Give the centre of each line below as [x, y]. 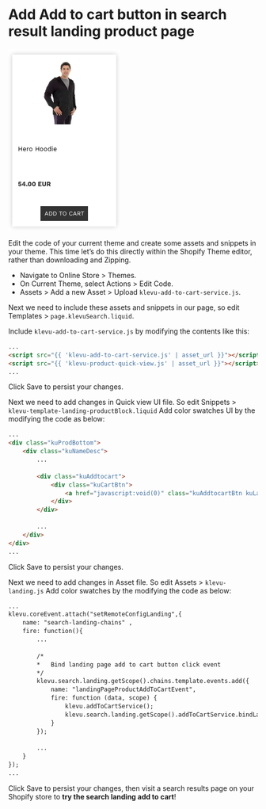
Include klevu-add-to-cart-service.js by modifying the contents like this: [129, 331]
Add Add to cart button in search [118, 15]
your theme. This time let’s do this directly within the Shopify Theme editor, [130, 251]
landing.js [26, 591]
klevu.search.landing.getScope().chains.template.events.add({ [143, 681]
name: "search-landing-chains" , [78, 623]
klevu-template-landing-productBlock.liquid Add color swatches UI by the [132, 410]
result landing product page [102, 31]
